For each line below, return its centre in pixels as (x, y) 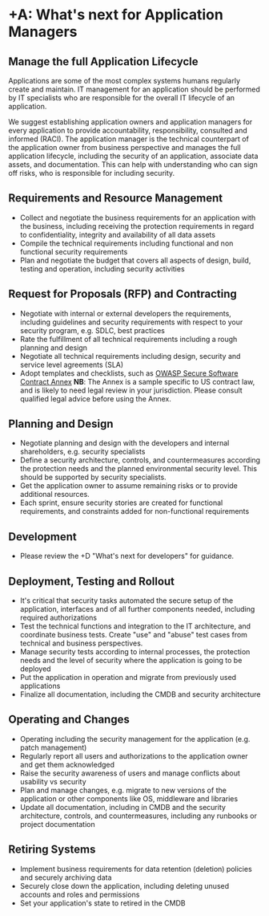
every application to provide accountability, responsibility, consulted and (128, 130)
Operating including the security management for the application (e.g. (135, 739)
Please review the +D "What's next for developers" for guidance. (127, 556)
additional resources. (54, 495)
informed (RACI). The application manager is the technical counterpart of (129, 139)
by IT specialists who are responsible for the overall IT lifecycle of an (121, 98)
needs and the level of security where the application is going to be (131, 661)
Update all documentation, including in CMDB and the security (123, 807)
